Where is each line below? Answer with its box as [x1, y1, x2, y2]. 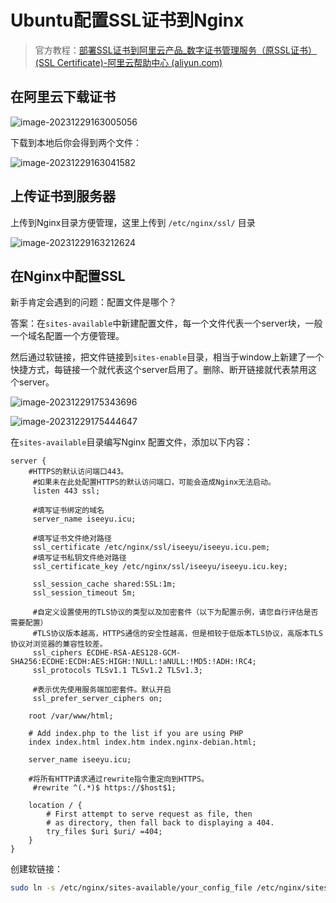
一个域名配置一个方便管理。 [10, 330, 125, 342]
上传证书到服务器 [10, 188, 116, 205]
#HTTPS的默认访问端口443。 [28, 467, 129, 477]
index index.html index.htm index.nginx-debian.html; [28, 737, 257, 748]
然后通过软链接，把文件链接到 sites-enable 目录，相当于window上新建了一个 [10, 351, 325, 363]
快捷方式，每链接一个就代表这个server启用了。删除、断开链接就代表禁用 [10, 364, 309, 376]
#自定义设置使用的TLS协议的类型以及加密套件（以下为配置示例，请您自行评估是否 [32, 607, 319, 618]
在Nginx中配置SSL [10, 267, 126, 285]
